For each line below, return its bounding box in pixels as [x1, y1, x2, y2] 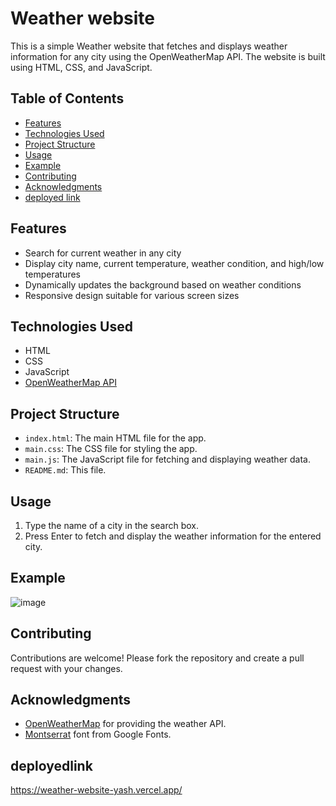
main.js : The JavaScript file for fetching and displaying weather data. [24, 453, 311, 466]
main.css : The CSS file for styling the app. [24, 443, 198, 455]
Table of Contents [10, 90, 125, 107]
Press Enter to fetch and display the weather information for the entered [24, 530, 322, 542]
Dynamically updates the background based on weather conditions [24, 278, 302, 291]
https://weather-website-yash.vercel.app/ [10, 784, 183, 796]
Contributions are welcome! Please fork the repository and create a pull [10, 652, 305, 664]
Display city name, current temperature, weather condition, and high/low [24, 257, 325, 269]
